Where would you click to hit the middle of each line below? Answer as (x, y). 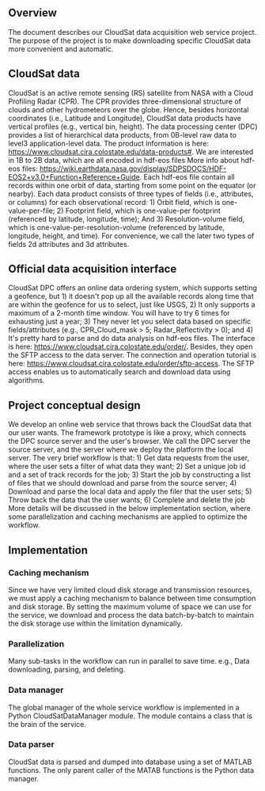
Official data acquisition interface (93, 269)
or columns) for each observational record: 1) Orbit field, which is (114, 202)
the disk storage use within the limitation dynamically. (95, 623)
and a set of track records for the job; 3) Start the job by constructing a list (129, 475)
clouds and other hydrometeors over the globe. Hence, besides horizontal (129, 109)
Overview (33, 13)
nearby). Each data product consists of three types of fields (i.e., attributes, (131, 194)
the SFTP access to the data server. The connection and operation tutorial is (132, 355)
